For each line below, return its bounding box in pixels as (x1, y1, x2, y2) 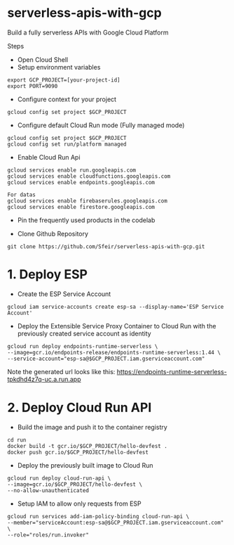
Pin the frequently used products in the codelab (17, 216, 156, 224)
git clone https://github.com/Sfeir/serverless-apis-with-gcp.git (7, 243, 205, 250)
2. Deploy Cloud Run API (7, 399, 152, 416)
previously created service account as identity (17, 329, 152, 338)
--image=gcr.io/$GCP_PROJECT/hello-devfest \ (7, 480, 142, 488)
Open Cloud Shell (17, 55, 69, 64)
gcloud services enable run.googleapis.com (7, 167, 137, 174)
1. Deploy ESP (7, 267, 88, 283)
